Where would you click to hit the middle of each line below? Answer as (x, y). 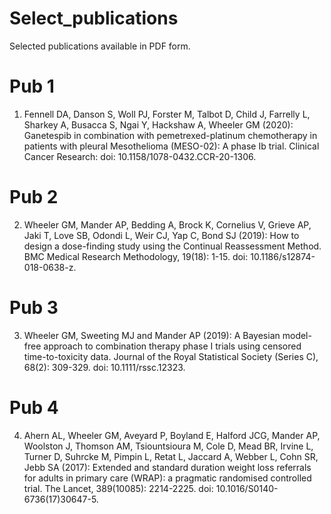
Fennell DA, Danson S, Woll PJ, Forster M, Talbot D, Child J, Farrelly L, (167, 114)
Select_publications (94, 18)
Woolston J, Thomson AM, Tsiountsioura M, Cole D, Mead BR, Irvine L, (168, 446)
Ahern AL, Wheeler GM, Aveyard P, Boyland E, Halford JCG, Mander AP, (172, 435)
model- (297, 335)
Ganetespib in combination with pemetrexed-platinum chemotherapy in (170, 135)
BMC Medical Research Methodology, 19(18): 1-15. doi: (136, 256)
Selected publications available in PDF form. (100, 46)
